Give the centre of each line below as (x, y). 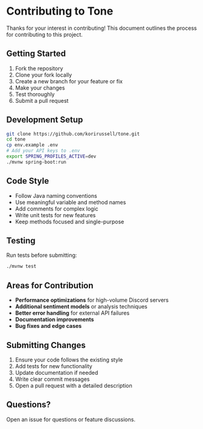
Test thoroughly (35, 94)
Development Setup (45, 120)
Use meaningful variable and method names (71, 202)
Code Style (28, 181)
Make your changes (40, 88)
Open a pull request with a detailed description (74, 385)
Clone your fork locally (43, 75)
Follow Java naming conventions (56, 195)
